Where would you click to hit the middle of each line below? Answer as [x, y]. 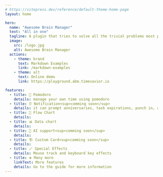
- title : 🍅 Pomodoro [30, 95]
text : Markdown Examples [43, 64]
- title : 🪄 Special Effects [39, 149]
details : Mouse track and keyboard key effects [63, 153]
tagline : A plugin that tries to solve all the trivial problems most [82, 36]
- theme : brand [29, 59]
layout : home [18, 14]
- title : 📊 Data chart [33, 122]
